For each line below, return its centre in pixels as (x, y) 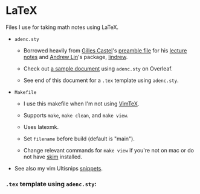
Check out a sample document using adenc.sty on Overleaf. (98, 68)
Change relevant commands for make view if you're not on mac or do (109, 150)
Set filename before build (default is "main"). (79, 139)
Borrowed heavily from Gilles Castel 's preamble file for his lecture (105, 50)
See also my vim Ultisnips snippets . (59, 168)
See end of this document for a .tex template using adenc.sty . (101, 80)
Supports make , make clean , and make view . (76, 115)
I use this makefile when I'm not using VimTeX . (81, 104)
